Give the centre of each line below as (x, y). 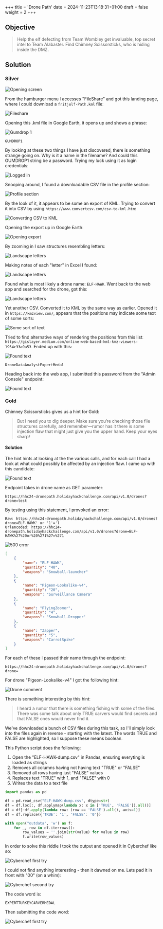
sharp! (23, 436)
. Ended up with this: (51, 346)
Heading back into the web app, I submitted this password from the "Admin (80, 374)
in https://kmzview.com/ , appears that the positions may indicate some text (81, 313)
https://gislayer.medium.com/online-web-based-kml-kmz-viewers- (72, 342)
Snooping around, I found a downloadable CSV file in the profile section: (77, 184)
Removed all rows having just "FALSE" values (57, 773)
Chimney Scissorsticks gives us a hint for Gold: (52, 411)
